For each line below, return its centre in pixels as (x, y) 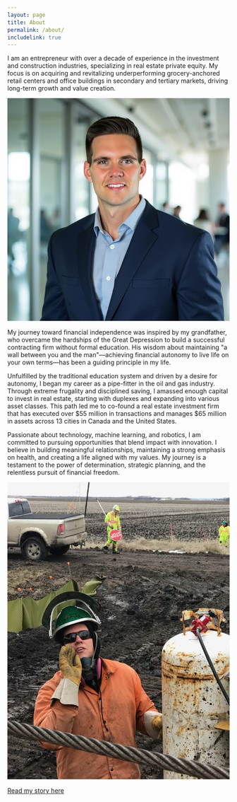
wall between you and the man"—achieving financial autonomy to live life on (118, 355)
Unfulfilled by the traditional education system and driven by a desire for (113, 376)
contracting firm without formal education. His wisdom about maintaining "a (117, 347)
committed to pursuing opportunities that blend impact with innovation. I (112, 443)
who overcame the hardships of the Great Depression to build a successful (116, 340)
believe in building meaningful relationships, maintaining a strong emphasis (116, 450)
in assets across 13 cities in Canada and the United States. (92, 422)
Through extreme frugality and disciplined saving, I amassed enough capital (118, 391)
